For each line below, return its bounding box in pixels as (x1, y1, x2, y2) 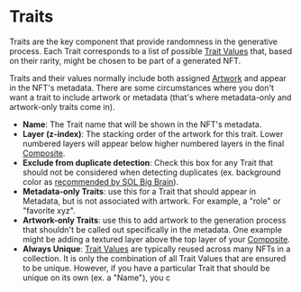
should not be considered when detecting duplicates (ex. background (22, 167, 281, 178)
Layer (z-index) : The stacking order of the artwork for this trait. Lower (22, 128, 284, 139)
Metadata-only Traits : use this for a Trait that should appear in (22, 186, 257, 196)
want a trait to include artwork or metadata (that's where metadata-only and (9, 92, 292, 103)
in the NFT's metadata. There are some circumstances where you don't (9, 82, 275, 93)
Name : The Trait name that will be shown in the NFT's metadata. (22, 119, 262, 130)
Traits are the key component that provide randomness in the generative (9, 36, 278, 47)
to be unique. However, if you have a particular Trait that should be (22, 262, 270, 273)
